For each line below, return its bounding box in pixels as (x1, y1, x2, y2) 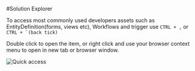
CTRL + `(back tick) (6, 29, 59, 35)
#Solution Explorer (6, 5, 53, 12)
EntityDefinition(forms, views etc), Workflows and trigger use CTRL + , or (6, 23, 189, 30)
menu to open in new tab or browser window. (6, 46, 119, 54)
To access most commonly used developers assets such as (6, 17, 155, 23)
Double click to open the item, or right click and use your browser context (6, 40, 190, 47)
